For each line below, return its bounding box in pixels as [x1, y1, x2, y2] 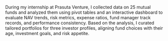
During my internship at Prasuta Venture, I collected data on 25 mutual [5, 4, 151, 10]
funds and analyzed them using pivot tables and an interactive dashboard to [5, 9, 163, 15]
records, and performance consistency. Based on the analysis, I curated [5, 20, 154, 26]
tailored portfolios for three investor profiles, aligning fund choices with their [5, 25, 163, 31]
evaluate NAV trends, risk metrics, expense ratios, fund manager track [5, 15, 151, 20]
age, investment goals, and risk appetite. [5, 31, 90, 36]
